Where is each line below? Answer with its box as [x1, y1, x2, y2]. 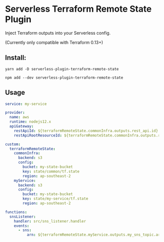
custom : [5, 142, 21, 147]
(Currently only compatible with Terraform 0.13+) [5, 39, 103, 45]
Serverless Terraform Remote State [5, 3, 152, 15]
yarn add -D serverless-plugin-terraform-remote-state [5, 66, 119, 71]
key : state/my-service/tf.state [22, 197, 89, 201]
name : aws [9, 115, 29, 120]
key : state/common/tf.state [22, 169, 80, 174]
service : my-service [5, 101, 47, 106]
